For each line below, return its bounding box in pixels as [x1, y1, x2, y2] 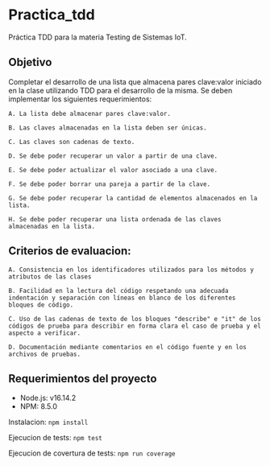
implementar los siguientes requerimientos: [8, 94, 152, 104]
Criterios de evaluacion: [8, 244, 131, 258]
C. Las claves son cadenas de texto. [8, 138, 135, 146]
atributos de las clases [8, 272, 92, 281]
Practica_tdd [8, 6, 95, 24]
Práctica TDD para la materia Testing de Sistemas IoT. [8, 32, 187, 42]
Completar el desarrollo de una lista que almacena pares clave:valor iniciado [8, 76, 262, 86]
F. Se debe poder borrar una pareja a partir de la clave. [8, 179, 211, 188]
